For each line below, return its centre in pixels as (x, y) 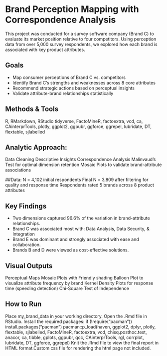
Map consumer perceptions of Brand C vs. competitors (69, 77)
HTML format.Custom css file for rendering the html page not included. (78, 348)
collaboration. (26, 245)
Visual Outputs (29, 266)
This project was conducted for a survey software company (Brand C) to (80, 33)
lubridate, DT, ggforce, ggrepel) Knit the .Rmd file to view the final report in (82, 342)
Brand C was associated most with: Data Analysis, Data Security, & (81, 229)
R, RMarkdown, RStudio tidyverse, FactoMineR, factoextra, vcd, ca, (74, 121)
